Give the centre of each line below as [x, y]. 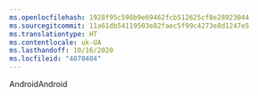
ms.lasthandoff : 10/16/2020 [62, 51]
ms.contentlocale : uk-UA [55, 42]
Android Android [38, 84]
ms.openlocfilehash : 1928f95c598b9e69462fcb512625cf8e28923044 [129, 17]
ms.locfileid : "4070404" [55, 59]
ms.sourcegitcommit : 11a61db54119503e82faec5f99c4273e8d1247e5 [129, 26]
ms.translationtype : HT [54, 34]
